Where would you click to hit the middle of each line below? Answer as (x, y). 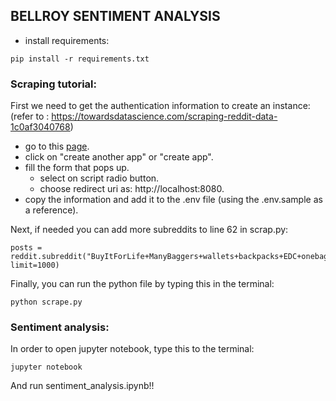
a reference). (51, 210)
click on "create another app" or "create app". (119, 157)
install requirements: (67, 40)
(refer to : (30, 116)
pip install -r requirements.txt (80, 59)
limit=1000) (35, 265)
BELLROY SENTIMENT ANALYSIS (115, 16)
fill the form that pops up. (77, 168)
